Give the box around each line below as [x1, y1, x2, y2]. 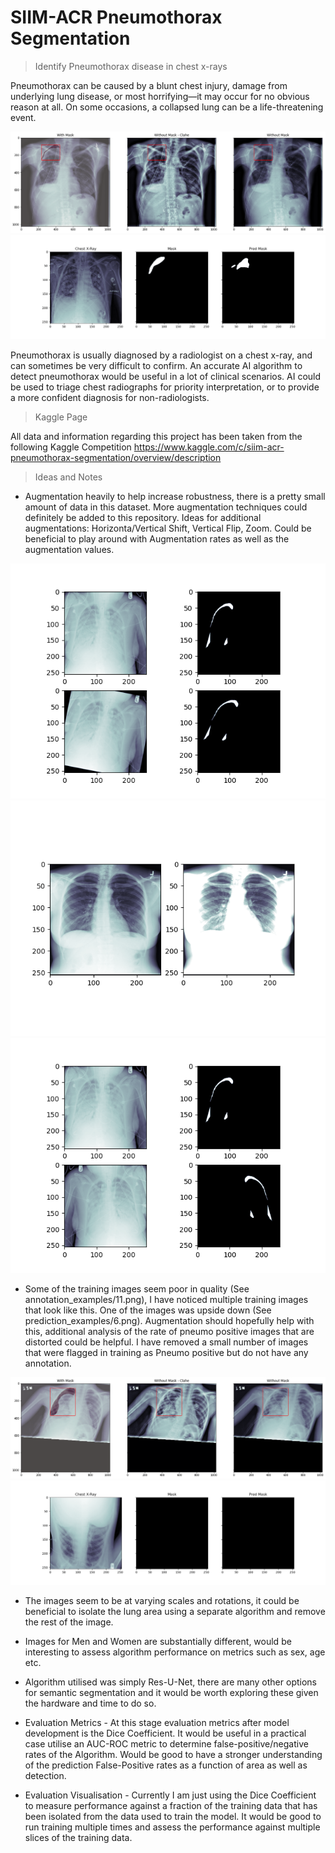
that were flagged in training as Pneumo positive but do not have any [24, 1346, 309, 1358]
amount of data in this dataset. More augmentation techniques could [24, 501, 308, 513]
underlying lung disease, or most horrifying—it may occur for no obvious [10, 90, 310, 102]
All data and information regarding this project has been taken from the [10, 430, 303, 442]
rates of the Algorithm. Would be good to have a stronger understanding [24, 1748, 323, 1760]
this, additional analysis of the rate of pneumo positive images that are [24, 1325, 315, 1337]
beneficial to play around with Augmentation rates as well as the [24, 532, 290, 545]
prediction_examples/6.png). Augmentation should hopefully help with [24, 1314, 315, 1326]
